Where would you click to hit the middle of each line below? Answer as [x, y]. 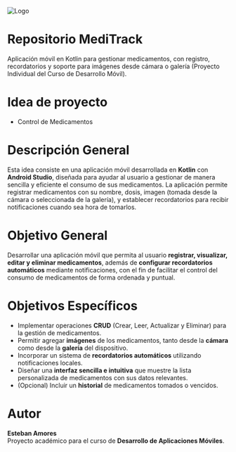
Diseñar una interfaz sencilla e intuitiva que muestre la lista [104, 370]
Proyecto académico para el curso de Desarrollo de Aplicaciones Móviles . [116, 441]
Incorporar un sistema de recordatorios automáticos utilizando [109, 355]
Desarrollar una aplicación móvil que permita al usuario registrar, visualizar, [118, 255]
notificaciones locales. [50, 363]
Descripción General [68, 150]
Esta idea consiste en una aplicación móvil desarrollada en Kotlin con [108, 170]
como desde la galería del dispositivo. [73, 348]
